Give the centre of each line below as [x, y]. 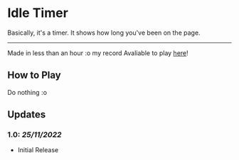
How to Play [34, 75]
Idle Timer [38, 13]
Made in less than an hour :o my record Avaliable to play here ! [98, 53]
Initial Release [38, 150]
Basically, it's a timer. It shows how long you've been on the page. [104, 33]
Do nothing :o [27, 92]
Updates [27, 115]
